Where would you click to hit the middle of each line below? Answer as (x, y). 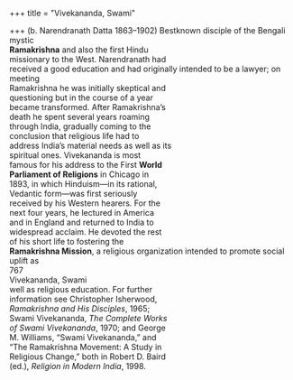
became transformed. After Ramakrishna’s (88, 107)
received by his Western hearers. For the (85, 203)
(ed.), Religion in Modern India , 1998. (78, 366)
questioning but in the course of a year (81, 97)
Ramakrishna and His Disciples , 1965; (80, 309)
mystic (22, 40)
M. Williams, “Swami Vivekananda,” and (83, 337)
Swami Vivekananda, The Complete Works (88, 318)
